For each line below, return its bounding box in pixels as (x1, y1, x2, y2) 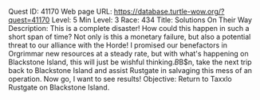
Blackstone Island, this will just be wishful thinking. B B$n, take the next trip (8, 57, 253, 67)
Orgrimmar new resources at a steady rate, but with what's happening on (8, 49, 249, 58)
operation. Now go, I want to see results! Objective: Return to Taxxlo (8, 75, 233, 83)
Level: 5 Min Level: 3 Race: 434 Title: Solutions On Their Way (51, 15, 253, 25)
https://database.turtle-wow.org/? (113, 7, 225, 16)
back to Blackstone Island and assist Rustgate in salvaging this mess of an (8, 66, 253, 75)
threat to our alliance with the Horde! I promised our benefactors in (8, 40, 228, 50)
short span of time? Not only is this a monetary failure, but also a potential (8, 32, 251, 41)
